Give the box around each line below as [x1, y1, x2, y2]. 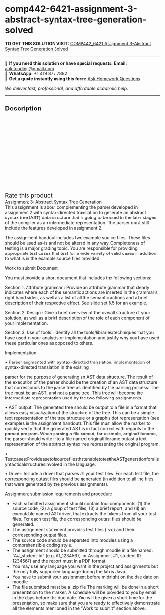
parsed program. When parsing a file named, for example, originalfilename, [5, 431, 157, 436]
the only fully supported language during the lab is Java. [12, 568, 127, 574]
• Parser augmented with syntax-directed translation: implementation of [5, 359, 151, 365]
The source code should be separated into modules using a [12, 537, 133, 543]
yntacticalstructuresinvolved [5, 461, 63, 467]
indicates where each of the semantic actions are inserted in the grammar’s [5, 289, 158, 295]
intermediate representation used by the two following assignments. [5, 395, 143, 400]
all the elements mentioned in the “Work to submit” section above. [12, 605, 146, 611]
